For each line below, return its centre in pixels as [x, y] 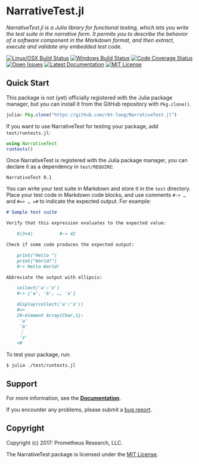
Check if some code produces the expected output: [70, 245]
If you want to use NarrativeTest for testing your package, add [82, 126]
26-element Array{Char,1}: [50, 315]
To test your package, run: [38, 355]
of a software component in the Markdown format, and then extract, [90, 40]
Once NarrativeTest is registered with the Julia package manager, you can [97, 160]
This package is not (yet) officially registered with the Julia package [89, 97]
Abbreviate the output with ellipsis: [54, 277]
